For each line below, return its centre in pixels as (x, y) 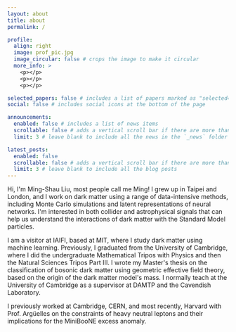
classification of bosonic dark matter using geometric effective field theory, (116, 270)
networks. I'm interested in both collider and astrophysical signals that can (115, 212)
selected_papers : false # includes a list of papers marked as (102, 98)
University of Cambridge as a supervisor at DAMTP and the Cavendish (109, 285)
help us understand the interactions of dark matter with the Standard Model (117, 219)
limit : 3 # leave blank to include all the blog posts (96, 170)
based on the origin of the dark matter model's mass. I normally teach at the (117, 278)
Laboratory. (24, 293)
